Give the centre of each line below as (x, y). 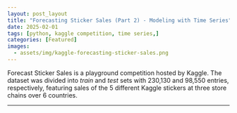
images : (19, 46)
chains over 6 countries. (42, 95)
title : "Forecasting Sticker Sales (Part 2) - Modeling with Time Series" (120, 20)
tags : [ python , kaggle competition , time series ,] (83, 33)
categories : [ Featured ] (42, 40)
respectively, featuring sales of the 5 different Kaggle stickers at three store (117, 88)
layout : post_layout (38, 14)
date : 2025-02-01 (33, 27)
